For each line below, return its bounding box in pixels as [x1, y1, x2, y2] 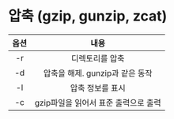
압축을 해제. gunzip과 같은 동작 [43, 68, 153, 79]
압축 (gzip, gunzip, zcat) [8, 7, 168, 25]
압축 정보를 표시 [70, 82, 127, 93]
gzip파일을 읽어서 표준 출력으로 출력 [34, 97, 162, 108]
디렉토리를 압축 [70, 53, 125, 64]
